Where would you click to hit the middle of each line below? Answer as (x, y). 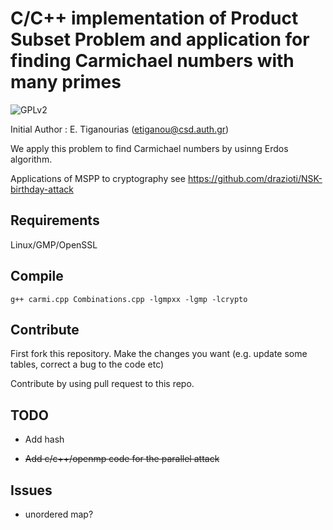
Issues (31, 490)
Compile (37, 276)
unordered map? (59, 514)
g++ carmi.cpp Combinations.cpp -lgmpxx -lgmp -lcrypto (129, 299)
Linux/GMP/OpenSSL (54, 244)
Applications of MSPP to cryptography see (98, 178)
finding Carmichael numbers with (152, 61)
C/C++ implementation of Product (154, 18)
